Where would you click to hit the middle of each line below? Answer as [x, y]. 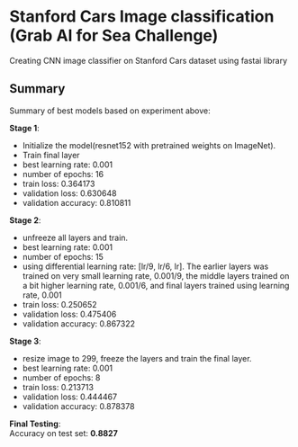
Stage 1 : [25, 128]
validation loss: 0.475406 [69, 314]
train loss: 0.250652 [59, 304]
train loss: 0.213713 [58, 387]
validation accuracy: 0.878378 [78, 406]
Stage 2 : [25, 220]
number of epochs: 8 [61, 377]
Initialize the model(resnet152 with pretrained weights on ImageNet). [149, 145]
